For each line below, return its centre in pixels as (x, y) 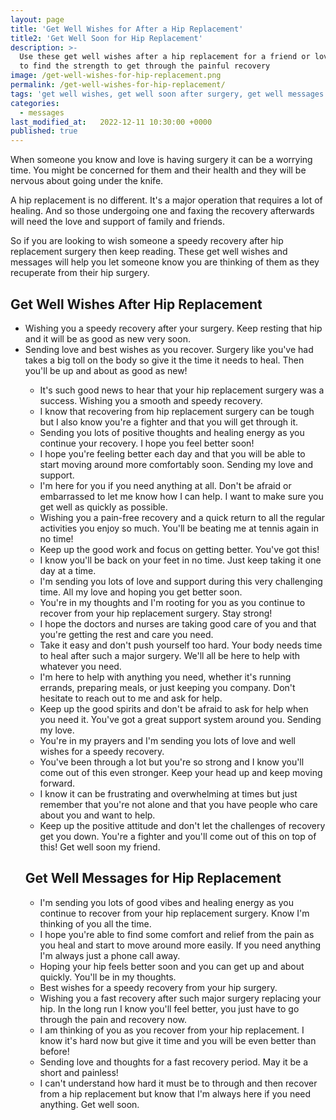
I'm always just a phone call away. (110, 955)
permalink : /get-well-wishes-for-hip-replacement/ (118, 85)
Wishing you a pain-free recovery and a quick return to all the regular (182, 517)
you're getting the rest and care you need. (126, 634)
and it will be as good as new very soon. (107, 338)
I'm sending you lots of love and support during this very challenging (181, 581)
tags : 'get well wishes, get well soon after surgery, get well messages (167, 94)
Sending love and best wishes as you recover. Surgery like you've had (169, 349)
